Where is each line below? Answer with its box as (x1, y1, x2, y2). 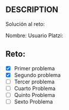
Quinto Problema (14, 91, 55, 98)
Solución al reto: (5, 20, 45, 27)
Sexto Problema (14, 98, 53, 105)
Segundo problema (14, 71, 61, 79)
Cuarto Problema (14, 85, 56, 92)
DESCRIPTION (5, 5, 58, 15)
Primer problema (14, 64, 55, 72)
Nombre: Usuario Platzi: (5, 32, 63, 39)
